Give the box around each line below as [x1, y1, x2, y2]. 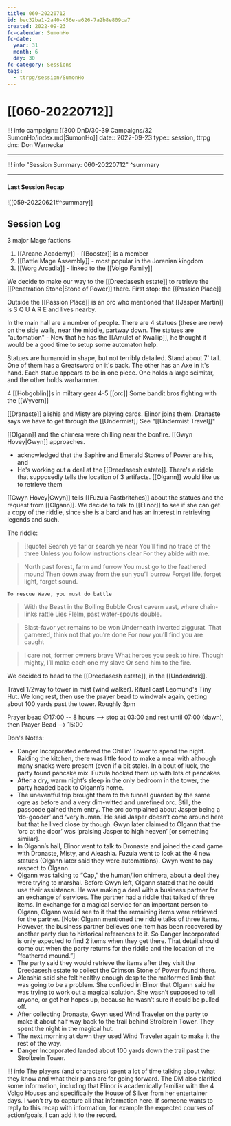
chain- [199, 603, 219, 611]
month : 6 [13, 49, 38, 56]
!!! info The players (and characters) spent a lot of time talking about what [7, 1067, 215, 1076]
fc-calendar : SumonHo [7, 29, 69, 36]
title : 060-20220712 [7, 10, 67, 17]
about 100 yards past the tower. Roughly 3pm [7, 700, 136, 708]
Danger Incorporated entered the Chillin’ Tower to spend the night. [16, 747, 206, 755]
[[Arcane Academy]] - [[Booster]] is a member [16, 250, 149, 258]
